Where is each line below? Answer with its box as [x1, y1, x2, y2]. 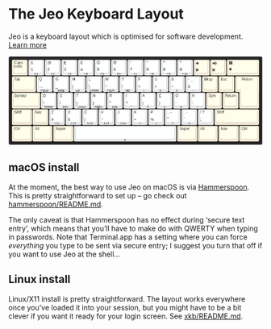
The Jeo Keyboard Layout [8, 5, 184, 23]
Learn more [8, 40, 47, 49]
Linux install [8, 273, 71, 286]
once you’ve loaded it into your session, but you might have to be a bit [8, 302, 242, 312]
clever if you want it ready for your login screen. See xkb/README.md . [8, 311, 244, 321]
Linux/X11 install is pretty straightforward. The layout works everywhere [8, 294, 246, 303]
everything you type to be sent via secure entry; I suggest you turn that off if [8, 240, 263, 250]
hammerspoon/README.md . [8, 199, 103, 209]
